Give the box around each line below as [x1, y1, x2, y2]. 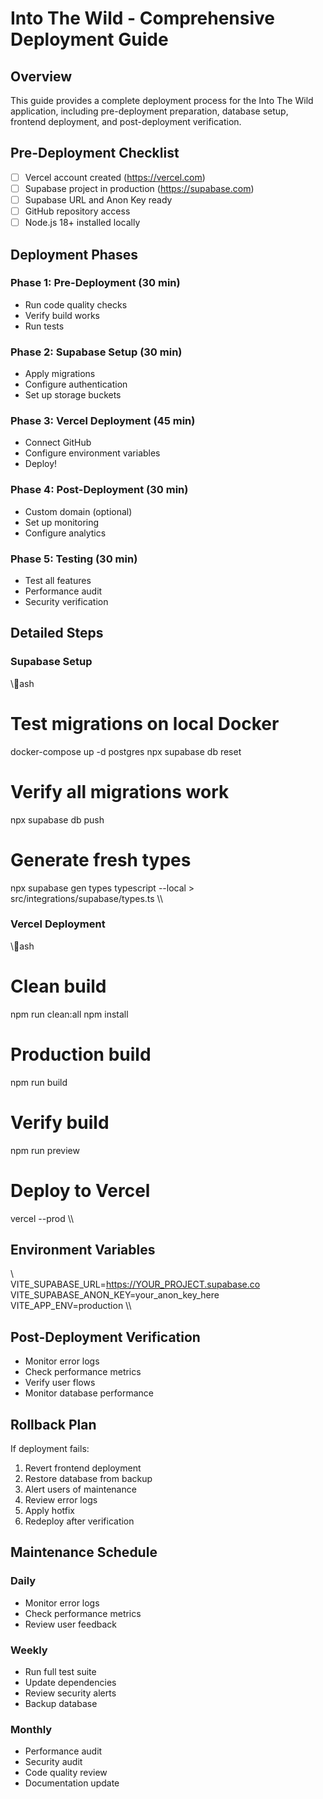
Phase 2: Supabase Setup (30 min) [10, 345, 183, 359]
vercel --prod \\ [10, 1212, 75, 1224]
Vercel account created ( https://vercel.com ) [24, 171, 206, 183]
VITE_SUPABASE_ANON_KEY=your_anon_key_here [10, 1289, 220, 1301]
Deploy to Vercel [10, 1179, 151, 1202]
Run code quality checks [24, 298, 128, 311]
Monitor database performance [24, 1387, 154, 1399]
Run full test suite [24, 1665, 97, 1677]
